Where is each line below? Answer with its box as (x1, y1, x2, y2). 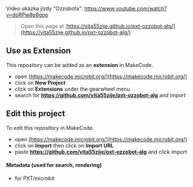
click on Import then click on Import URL (14, 142, 114, 149)
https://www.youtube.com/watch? (84, 5, 167, 12)
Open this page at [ (20, 23, 68, 29)
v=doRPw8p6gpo (6, 11, 49, 18)
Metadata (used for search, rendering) (6, 162, 102, 169)
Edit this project (6, 109, 65, 119)
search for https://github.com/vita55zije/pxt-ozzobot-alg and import (14, 91, 186, 99)
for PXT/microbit (14, 175, 55, 182)
